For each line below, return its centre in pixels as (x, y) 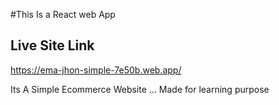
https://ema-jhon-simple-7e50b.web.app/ (96, 70)
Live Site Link (52, 45)
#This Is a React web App (63, 14)
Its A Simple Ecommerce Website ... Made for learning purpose (140, 89)
